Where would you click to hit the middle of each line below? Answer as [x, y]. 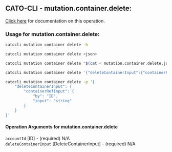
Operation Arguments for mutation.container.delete [61, 127]
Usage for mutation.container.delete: [52, 34]
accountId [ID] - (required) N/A [38, 138]
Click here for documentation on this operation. [55, 21]
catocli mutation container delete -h [47, 45]
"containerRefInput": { [49, 91]
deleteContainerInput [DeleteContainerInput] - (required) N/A [70, 144]
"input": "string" [52, 101]
